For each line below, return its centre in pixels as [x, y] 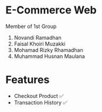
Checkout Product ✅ [39, 96]
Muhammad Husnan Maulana [50, 56]
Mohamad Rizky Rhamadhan [48, 50]
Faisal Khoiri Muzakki [40, 44]
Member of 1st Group [31, 26]
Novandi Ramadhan [38, 37]
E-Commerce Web [51, 10]
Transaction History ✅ [41, 102]
